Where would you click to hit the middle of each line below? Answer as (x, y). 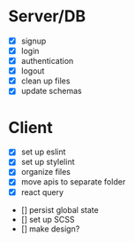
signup (34, 41)
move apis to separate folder (73, 182)
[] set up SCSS (48, 219)
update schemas (51, 91)
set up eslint (43, 152)
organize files (46, 172)
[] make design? (50, 229)
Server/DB (47, 16)
